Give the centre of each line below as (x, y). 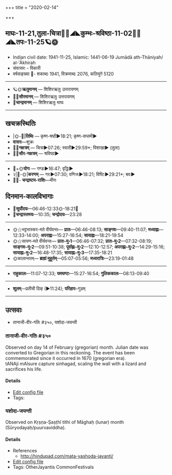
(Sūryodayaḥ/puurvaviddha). (36, 428)
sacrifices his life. (24, 369)
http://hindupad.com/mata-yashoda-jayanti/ (67, 456)
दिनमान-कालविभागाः (29, 196)
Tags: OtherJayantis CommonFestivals (53, 467)
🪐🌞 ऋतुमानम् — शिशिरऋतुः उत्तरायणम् (46, 89)
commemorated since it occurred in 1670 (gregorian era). (66, 358)
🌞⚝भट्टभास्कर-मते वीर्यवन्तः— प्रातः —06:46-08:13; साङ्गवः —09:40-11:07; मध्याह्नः (86, 230)
